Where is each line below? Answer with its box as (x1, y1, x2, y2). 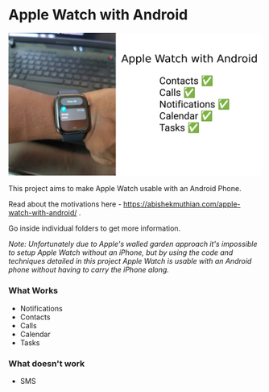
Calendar (19, 329, 51, 339)
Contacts (19, 312, 51, 322)
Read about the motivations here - (8, 199, 122, 209)
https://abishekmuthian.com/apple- (123, 199, 241, 209)
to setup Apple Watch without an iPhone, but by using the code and (8, 248, 234, 257)
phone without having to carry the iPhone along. (8, 265, 169, 275)
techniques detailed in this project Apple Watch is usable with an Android (8, 256, 252, 266)
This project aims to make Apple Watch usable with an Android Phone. (8, 184, 242, 194)
